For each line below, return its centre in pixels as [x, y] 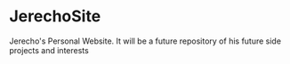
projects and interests [49, 50]
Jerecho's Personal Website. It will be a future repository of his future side [145, 41]
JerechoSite [55, 16]
